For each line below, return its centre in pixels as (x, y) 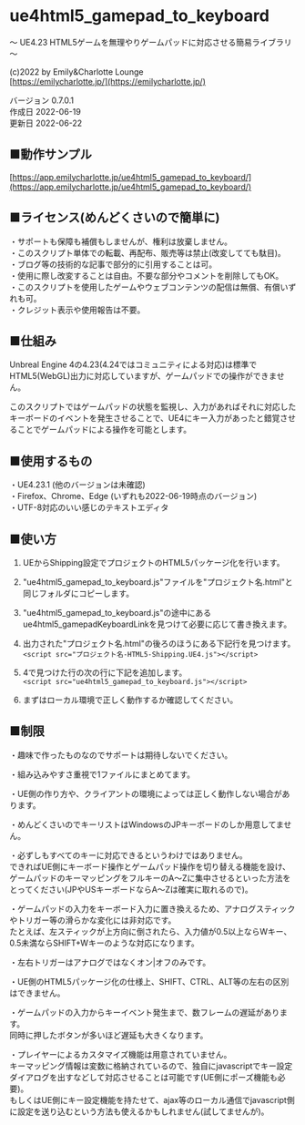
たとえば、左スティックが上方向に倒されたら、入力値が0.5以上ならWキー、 (151, 931)
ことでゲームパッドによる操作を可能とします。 (104, 430)
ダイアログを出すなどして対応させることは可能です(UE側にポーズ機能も (143, 1077)
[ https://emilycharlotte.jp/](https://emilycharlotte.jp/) (108, 81)
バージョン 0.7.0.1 (42, 100)
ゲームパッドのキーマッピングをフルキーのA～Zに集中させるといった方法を (150, 878)
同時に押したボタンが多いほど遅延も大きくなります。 (109, 1035)
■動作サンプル (51, 154)
